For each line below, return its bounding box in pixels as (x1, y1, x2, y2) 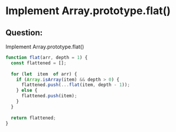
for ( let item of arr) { (11, 71, 77, 77)
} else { (16, 87, 38, 94)
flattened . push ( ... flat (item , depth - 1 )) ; (21, 82, 131, 88)
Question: (5, 28, 43, 38)
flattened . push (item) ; (21, 93, 77, 99)
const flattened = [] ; (11, 60, 67, 66)
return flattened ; (11, 115, 57, 121)
